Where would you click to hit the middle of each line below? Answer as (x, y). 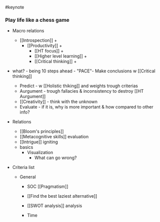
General (28, 177)
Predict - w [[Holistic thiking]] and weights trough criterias (79, 86)
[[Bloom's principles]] (42, 131)
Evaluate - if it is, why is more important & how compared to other (86, 107)
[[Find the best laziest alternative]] (62, 196)
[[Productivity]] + (45, 46)
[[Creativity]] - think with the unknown (59, 102)
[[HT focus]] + (49, 51)
